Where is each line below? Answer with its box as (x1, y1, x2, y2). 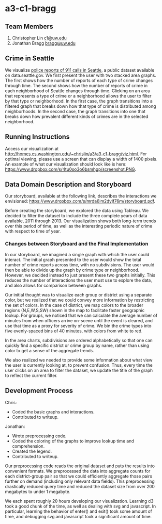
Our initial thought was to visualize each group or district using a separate (5, 292, 152, 297)
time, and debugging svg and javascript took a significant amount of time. (5, 513, 152, 519)
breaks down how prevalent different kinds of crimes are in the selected (5, 114, 148, 119)
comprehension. (12, 443, 45, 449)
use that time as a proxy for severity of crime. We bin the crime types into (5, 323, 151, 328)
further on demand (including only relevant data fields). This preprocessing (5, 478, 155, 484)
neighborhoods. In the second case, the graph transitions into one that (5, 108, 146, 114)
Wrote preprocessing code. (12, 433, 67, 439)
